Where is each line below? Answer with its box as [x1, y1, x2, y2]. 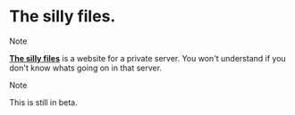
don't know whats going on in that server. [9, 62, 163, 73]
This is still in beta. [9, 96, 78, 108]
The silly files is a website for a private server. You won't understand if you [9, 53, 286, 63]
